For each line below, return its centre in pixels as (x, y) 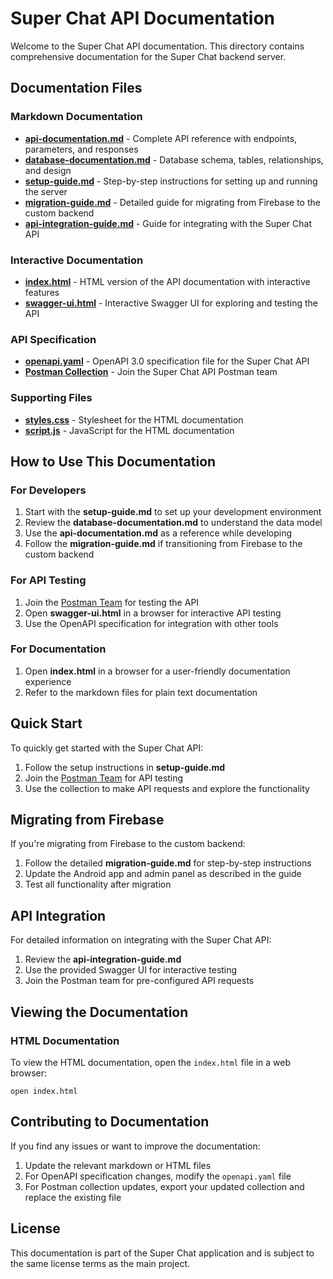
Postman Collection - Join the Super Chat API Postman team (151, 372)
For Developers (48, 490)
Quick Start (46, 723)
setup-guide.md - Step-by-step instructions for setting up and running (171, 181)
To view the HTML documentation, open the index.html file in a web (151, 1062)
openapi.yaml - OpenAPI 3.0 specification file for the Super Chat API (167, 361)
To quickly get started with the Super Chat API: (107, 748)
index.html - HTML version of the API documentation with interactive (167, 281)
